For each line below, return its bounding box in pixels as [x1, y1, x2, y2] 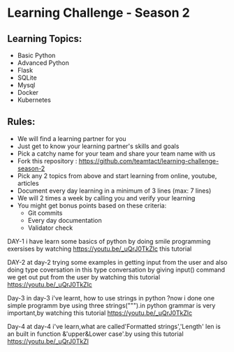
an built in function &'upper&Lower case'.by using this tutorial [7, 330, 184, 338]
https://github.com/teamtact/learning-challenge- [78, 156, 219, 165]
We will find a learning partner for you [17, 134, 127, 142]
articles [17, 179, 40, 187]
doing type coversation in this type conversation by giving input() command [7, 265, 226, 274]
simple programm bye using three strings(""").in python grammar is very [7, 301, 216, 309]
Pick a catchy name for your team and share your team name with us [17, 149, 216, 158]
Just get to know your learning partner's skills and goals [17, 142, 180, 150]
